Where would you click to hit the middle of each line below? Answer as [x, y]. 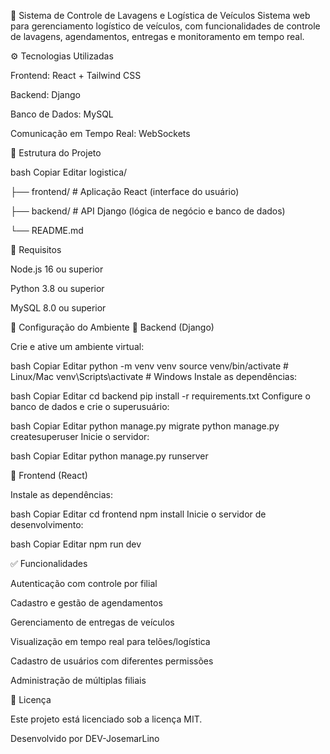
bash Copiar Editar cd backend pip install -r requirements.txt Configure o [160, 396]
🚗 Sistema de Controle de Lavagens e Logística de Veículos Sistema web [160, 15]
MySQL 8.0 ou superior [58, 308]
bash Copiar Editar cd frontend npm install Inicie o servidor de [138, 514]
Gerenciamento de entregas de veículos [92, 622]
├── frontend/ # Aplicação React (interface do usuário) [125, 191]
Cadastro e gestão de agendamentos [86, 603]
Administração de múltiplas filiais [78, 680]
